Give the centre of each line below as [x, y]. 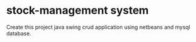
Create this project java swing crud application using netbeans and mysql [98, 27]
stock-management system [78, 10]
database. [19, 33]
